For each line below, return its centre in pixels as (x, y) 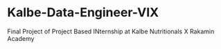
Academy (21, 38)
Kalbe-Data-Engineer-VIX (83, 13)
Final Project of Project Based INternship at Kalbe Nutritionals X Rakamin (111, 31)
